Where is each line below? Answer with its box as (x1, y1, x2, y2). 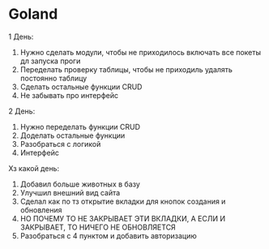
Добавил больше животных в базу (19, 179, 140, 189)
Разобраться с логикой (19, 139, 101, 148)
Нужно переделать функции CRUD (19, 122, 140, 131)
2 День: (8, 106, 36, 116)
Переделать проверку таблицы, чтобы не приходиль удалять (19, 64, 233, 74)
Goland (8, 5, 58, 24)
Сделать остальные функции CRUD (19, 82, 143, 92)
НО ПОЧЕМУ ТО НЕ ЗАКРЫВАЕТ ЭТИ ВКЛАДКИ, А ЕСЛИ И (19, 213, 225, 223)
